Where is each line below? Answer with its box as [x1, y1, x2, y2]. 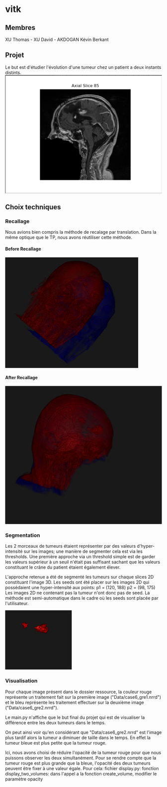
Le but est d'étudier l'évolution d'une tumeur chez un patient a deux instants [5, 64, 162, 70]
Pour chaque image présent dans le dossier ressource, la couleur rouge [5, 689, 152, 695]
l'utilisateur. [5, 601, 29, 607]
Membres [5, 23, 36, 32]
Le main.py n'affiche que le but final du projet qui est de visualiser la [5, 714, 145, 720]
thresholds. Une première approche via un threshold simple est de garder [5, 554, 156, 560]
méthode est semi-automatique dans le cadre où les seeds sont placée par [5, 595, 159, 601]
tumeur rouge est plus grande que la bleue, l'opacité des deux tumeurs [5, 760, 151, 766]
